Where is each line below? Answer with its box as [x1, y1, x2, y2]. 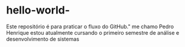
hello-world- [6, 4, 70, 17]
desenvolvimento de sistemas [6, 35, 79, 42]
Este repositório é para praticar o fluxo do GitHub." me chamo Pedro [6, 23, 174, 30]
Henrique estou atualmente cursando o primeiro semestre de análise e [6, 29, 180, 36]
